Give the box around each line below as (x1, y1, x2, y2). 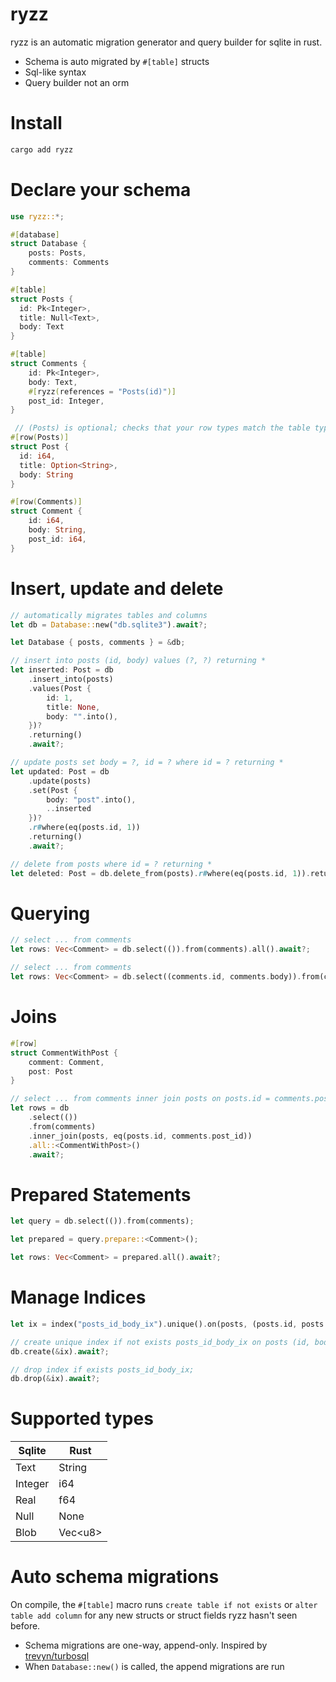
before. (10, 1620, 41, 1632)
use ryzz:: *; (10, 211, 65, 222)
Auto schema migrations (10, 1566, 220, 1588)
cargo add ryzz (10, 144, 74, 155)
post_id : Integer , (28, 396, 105, 406)
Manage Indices (10, 1286, 147, 1309)
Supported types (10, 1408, 154, 1430)
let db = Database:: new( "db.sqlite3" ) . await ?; (10, 619, 208, 630)
